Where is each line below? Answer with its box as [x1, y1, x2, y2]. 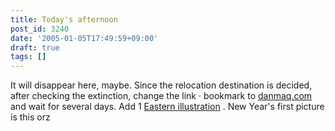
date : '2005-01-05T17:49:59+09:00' [10, 33, 159, 43]
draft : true [10, 42, 60, 53]
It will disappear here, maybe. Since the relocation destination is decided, [10, 79, 313, 91]
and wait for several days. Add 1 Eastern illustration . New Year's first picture [10, 101, 325, 113]
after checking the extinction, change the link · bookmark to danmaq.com [10, 90, 313, 102]
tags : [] [10, 52, 47, 62]
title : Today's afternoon [10, 14, 118, 25]
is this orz [10, 111, 51, 123]
